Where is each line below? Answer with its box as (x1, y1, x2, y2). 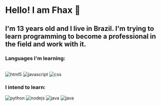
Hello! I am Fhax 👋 (5, 4, 81, 16)
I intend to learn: (5, 84, 46, 91)
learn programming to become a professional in (5, 32, 156, 40)
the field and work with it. (5, 40, 86, 48)
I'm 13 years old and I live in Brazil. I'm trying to (5, 24, 154, 33)
